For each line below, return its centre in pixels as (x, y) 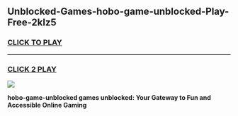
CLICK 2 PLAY (32, 69)
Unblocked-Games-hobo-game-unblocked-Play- (118, 12)
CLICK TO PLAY (35, 43)
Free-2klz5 (32, 23)
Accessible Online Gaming (47, 105)
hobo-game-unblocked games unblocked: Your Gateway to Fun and (109, 97)
